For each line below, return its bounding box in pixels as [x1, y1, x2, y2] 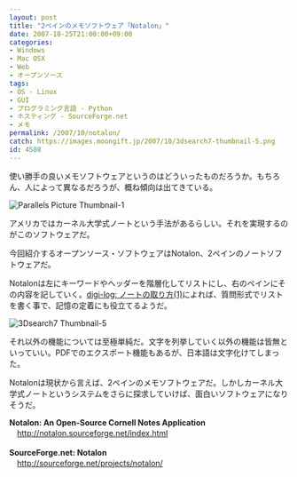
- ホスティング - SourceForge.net [9, 112, 129, 121]
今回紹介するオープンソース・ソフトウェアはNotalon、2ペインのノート [9, 248, 268, 258]
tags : [9, 79, 29, 88]
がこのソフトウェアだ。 [9, 228, 95, 240]
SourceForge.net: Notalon [9, 447, 107, 457]
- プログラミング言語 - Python [9, 104, 113, 113]
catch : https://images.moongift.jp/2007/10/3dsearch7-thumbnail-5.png [9, 137, 276, 146]
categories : [9, 37, 53, 47]
